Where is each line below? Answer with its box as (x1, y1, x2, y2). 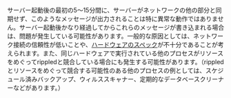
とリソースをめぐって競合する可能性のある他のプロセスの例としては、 (7, 66, 205, 75)
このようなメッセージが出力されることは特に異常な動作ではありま (30, 14, 219, 23)
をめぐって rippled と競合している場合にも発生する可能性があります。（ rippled (7, 58, 224, 66)
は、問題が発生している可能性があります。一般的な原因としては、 (7, 32, 194, 40)
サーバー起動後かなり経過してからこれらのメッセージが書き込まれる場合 (19, 23, 225, 31)
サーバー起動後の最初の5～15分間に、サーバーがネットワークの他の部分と (7, 6, 216, 14)
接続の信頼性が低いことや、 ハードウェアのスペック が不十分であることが (12, 41, 219, 48)
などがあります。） (12, 84, 64, 92)
